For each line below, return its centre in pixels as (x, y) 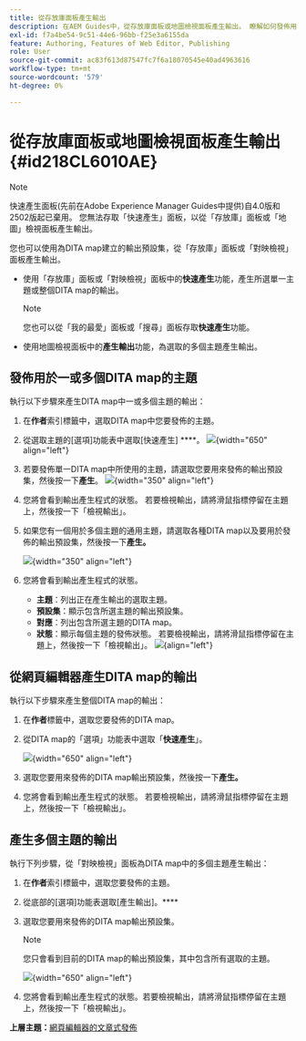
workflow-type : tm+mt (51, 69)
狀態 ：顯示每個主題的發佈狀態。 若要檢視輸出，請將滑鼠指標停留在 (161, 634)
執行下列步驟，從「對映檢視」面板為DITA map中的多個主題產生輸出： (140, 863)
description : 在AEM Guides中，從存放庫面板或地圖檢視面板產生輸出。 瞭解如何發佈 (150, 26)
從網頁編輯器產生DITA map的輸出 (103, 677)
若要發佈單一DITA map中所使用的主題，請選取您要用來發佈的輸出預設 (153, 469)
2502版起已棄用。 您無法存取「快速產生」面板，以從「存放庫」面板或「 (144, 217)
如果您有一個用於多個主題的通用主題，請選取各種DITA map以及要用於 (153, 531)
